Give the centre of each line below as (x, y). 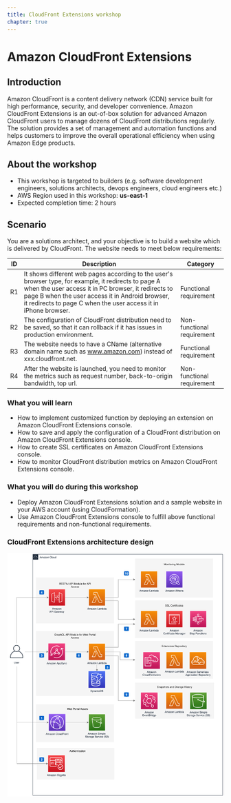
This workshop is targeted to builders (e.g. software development (110, 181)
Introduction (34, 82)
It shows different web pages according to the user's (98, 274)
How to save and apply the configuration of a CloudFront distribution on (119, 433)
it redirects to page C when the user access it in (91, 303)
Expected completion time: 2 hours (67, 203)
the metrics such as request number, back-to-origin (98, 376)
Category (200, 264)
